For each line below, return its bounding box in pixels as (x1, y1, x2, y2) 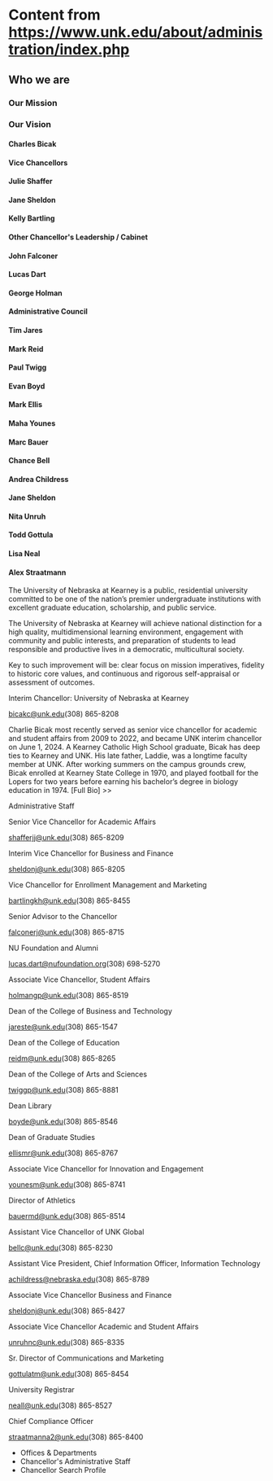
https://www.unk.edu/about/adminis (8, 23, 263, 42)
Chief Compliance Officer (8, 1417, 93, 1426)
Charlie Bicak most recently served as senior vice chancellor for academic (8, 725, 258, 734)
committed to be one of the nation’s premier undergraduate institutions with (8, 594, 262, 604)
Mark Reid (8, 344, 44, 353)
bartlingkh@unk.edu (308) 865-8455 (8, 896, 131, 905)
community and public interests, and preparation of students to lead (8, 636, 236, 646)
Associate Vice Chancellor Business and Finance (8, 1290, 172, 1300)
